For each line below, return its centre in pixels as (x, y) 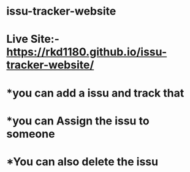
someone (31, 134)
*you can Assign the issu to (78, 121)
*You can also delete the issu (82, 161)
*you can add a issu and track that (95, 93)
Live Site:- (33, 39)
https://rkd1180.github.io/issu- (87, 52)
